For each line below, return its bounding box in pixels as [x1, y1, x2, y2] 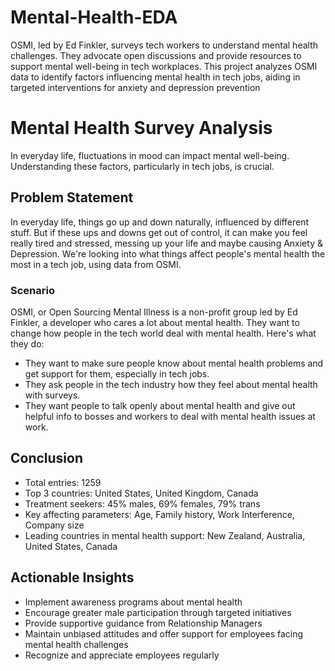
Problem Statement [10, 189, 134, 206]
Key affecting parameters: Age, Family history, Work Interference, [24, 508, 295, 520]
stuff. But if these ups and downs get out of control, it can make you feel [10, 226, 308, 238]
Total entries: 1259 [24, 476, 102, 488]
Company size [24, 519, 85, 531]
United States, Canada [24, 540, 118, 552]
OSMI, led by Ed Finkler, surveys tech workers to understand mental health [10, 39, 318, 51]
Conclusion [10, 450, 84, 467]
